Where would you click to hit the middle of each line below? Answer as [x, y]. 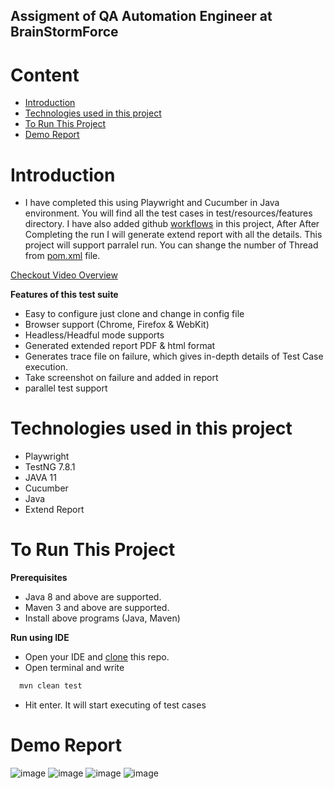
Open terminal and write [74, 668]
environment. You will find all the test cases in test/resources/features [168, 213]
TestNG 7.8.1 [50, 467]
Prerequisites [39, 578]
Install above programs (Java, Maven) [102, 618]
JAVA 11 [40, 478]
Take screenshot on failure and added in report [121, 378]
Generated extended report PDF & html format [120, 346]
